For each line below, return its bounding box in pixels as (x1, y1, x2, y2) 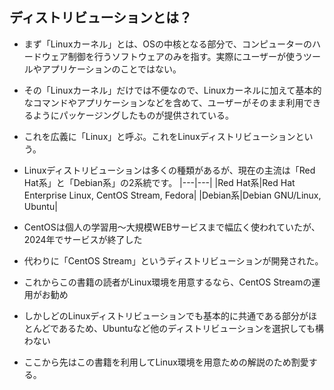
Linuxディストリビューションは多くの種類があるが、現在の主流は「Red (23, 164, 316, 176)
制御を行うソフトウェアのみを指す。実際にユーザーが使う (67, 50, 304, 62)
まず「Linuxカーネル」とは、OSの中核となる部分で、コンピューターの (23, 38, 313, 50)
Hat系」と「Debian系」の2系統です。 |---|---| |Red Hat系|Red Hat (23, 176, 296, 188)
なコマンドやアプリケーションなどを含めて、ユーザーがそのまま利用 (23, 96, 304, 108)
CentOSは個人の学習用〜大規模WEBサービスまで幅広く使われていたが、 (23, 221, 321, 233)
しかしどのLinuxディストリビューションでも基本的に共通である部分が (23, 309, 309, 322)
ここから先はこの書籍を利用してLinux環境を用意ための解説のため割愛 (23, 356, 309, 368)
